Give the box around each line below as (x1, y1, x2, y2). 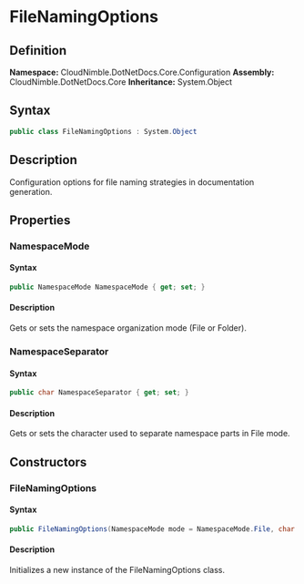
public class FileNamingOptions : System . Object (9, 127, 198, 136)
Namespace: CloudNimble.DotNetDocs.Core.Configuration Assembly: (9, 67, 275, 77)
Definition (9, 43, 66, 58)
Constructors (9, 454, 87, 470)
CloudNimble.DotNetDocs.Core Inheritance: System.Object (9, 77, 233, 87)
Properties (9, 212, 71, 228)
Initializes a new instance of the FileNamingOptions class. (9, 564, 226, 575)
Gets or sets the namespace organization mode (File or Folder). (9, 323, 248, 333)
